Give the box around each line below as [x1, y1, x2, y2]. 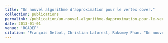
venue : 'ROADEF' [5, 26, 39, 31]
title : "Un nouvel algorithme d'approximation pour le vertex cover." [5, 7, 155, 12]
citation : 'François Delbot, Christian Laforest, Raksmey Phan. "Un [5, 30, 151, 35]
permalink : [5, 16, 28, 21]
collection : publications [5, 12, 59, 17]
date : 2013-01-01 [5, 21, 41, 26]
